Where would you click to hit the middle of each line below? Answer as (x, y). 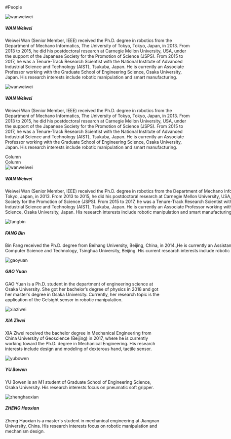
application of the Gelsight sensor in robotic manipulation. (64, 299)
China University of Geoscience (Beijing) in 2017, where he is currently (77, 338)
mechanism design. (25, 431)
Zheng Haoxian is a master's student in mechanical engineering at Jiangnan (82, 420)
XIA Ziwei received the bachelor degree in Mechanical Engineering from (78, 333)
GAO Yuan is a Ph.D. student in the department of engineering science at (79, 284)
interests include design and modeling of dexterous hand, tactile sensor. (78, 349)
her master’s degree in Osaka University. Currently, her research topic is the (82, 294)
